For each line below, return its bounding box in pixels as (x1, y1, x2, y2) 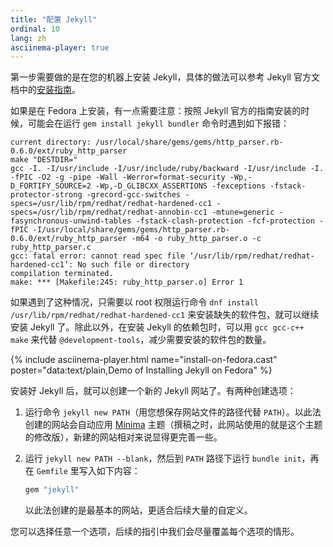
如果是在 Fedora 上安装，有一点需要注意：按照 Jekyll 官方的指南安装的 (10, 105, 302, 117)
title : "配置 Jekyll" (10, 14, 98, 25)
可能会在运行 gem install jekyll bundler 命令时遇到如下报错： (27, 117, 290, 130)
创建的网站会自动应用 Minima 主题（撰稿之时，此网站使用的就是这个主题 (24, 419, 323, 431)
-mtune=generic (211, 207, 275, 218)
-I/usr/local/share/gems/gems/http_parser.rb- (32, 225, 230, 235)
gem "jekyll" (24, 485, 80, 495)
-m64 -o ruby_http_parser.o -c (131, 234, 262, 244)
